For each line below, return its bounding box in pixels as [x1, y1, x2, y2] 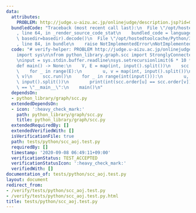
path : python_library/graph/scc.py [16, 111, 103, 117]
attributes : [11, 14, 41, 20]
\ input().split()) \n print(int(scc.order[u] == [16, 79, 156, 85]
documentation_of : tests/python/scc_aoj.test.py [6, 172, 127, 177]
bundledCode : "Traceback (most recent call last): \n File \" [11, 25, 166, 31]
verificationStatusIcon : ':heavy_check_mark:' [11, 160, 127, 166]
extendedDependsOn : [11, 100, 59, 107]
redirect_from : [6, 182, 43, 188]
